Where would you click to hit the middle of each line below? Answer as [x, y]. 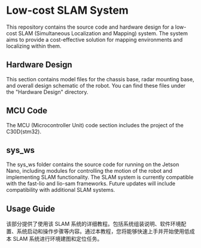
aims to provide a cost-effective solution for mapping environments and [95, 39]
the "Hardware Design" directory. [47, 92]
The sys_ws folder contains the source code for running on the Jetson [93, 164]
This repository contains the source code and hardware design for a [90, 27]
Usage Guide [31, 209]
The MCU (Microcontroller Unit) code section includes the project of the [95, 125]
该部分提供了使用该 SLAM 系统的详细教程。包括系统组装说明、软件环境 [94, 224]
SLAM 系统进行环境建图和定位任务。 [58, 239]
